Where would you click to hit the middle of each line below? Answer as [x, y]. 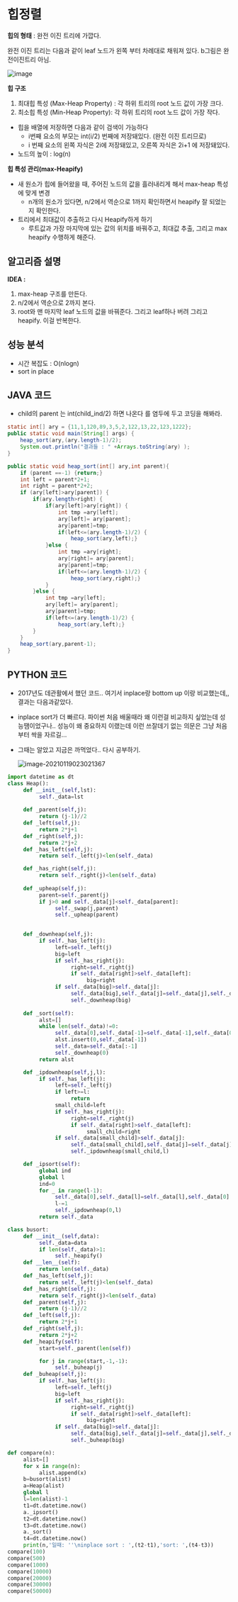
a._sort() [38, 1532]
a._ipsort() [41, 1512]
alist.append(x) [63, 1473]
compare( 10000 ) [30, 1572]
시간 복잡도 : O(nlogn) [48, 363]
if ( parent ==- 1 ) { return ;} [61, 473]
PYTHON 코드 [37, 674]
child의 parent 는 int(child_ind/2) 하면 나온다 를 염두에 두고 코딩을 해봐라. [120, 414]
